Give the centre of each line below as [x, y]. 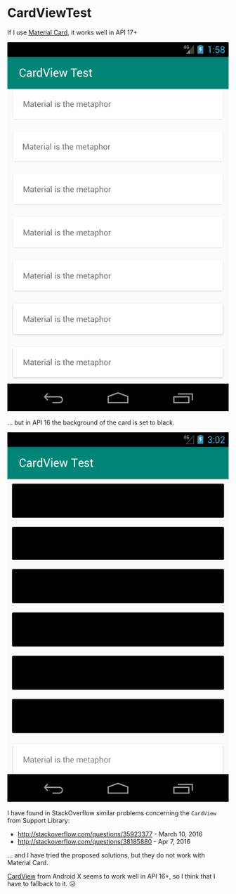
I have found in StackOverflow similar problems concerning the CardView [112, 813]
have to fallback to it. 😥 [41, 884]
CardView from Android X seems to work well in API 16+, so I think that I [111, 876]
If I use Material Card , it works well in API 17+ [72, 32]
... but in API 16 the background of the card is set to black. [91, 422]
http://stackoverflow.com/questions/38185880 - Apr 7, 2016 [104, 842]
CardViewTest [50, 13]
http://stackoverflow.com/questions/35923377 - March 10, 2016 [110, 834]
